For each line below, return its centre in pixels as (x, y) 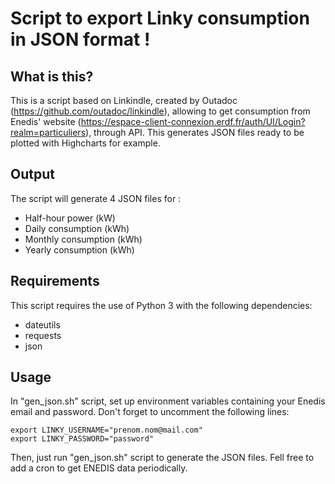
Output (32, 174)
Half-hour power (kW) (70, 218)
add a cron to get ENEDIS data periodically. (99, 468)
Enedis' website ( (46, 121)
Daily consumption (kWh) (77, 228)
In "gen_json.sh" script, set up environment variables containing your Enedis (168, 401)
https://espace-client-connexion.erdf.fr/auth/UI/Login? (193, 121)
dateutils (42, 324)
